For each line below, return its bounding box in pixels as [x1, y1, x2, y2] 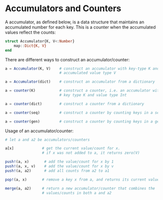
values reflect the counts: [5, 29, 56, 35]
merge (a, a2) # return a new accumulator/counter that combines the [5, 186, 155, 191]
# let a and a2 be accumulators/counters [5, 137, 90, 142]
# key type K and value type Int [59, 93, 127, 98]
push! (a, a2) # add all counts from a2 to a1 [5, 168, 110, 173]
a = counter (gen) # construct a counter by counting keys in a [5, 119, 153, 124]
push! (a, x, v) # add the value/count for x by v [5, 164, 114, 169]
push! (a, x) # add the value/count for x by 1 [5, 159, 114, 164]
